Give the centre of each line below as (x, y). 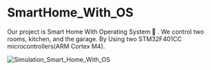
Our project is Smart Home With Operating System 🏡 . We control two (106, 32)
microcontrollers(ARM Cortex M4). (56, 46)
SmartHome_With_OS (70, 13)
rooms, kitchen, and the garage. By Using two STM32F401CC (94, 38)
